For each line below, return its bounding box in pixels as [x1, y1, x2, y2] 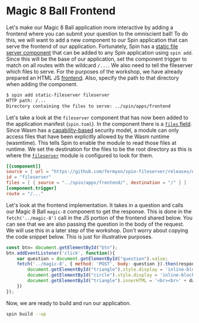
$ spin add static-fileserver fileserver [6, 92, 110, 98]
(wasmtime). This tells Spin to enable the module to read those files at [6, 139, 176, 146]
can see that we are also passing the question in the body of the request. [6, 220, 185, 227]
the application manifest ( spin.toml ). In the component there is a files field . [6, 120, 192, 127]
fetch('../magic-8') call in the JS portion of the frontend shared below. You [6, 214, 192, 221]
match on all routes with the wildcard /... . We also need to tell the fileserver [6, 61, 193, 69]
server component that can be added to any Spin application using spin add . [6, 49, 193, 56]
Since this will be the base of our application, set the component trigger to [6, 55, 187, 62]
